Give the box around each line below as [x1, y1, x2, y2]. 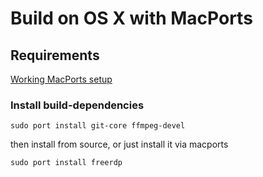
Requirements [10, 47, 100, 64]
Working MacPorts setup [10, 73, 113, 85]
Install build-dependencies [10, 98, 145, 112]
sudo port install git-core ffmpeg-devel [10, 121, 186, 131]
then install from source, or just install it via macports [10, 138, 229, 151]
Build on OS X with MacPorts [10, 7, 253, 30]
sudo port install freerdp [10, 158, 123, 168]
